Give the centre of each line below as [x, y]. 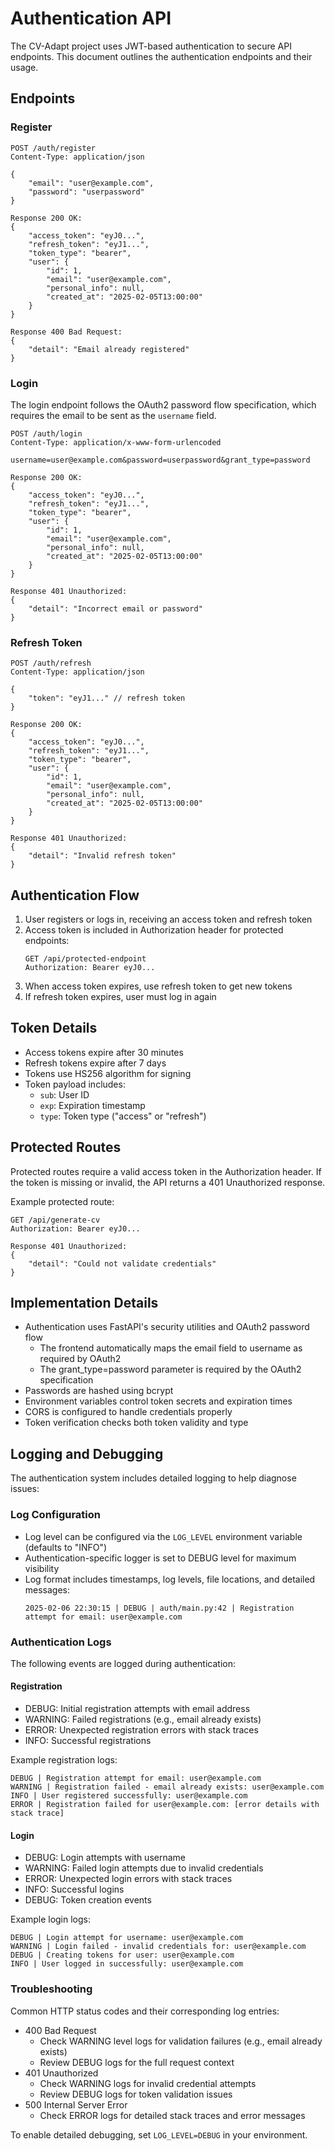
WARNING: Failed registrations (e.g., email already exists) [143, 1719]
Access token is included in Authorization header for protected [154, 930]
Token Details [54, 1028]
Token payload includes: [75, 1084]
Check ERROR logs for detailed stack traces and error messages [172, 2115]
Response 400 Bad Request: [66, 332]
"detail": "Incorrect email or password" [115, 608]
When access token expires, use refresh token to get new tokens [158, 986]
